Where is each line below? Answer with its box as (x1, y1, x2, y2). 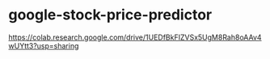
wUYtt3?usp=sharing (8, 40, 79, 50)
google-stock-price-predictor (8, 6, 213, 24)
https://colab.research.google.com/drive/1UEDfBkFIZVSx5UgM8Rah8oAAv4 (8, 32, 262, 42)
